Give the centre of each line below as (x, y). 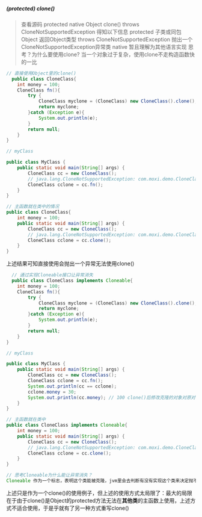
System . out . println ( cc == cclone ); (72, 386)
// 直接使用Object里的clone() (41, 73)
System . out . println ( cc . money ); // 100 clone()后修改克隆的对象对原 (109, 397)
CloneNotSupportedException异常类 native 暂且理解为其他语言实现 (104, 47)
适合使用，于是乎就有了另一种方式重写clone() (73, 508)
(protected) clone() (31, 8)
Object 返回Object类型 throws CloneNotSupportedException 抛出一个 (107, 39)
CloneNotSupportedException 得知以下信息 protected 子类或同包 (101, 32)
